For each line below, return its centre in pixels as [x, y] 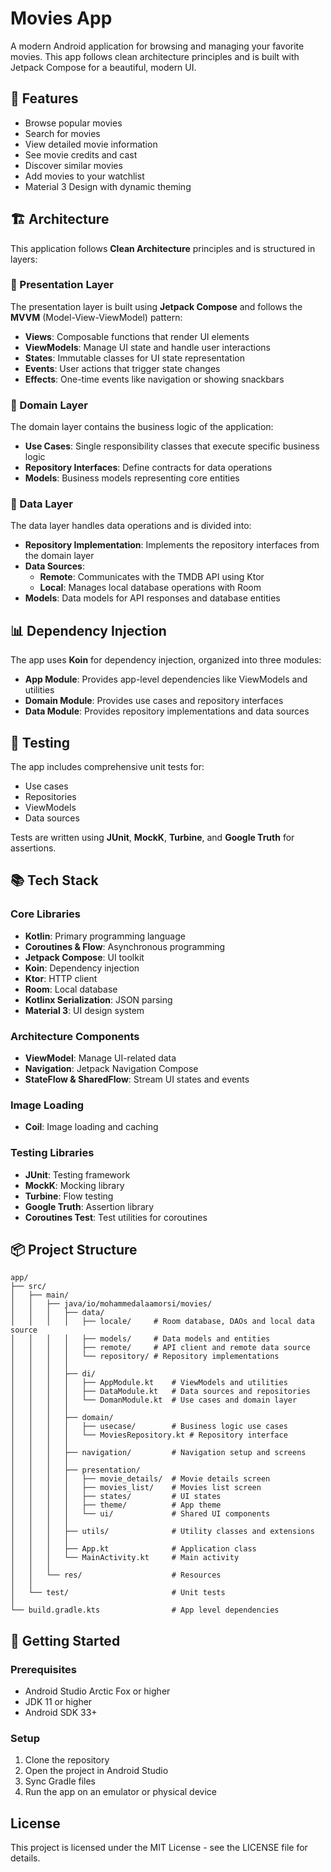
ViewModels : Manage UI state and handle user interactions [147, 347]
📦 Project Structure [74, 1250]
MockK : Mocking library [74, 1185]
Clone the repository [67, 1760]
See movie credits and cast [81, 154]
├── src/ [28, 1287]
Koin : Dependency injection [82, 968]
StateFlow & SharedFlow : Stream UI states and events [137, 1079]
